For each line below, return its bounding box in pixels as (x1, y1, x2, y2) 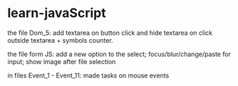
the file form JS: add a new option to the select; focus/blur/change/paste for (7, 50, 232, 58)
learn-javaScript (7, 5, 106, 21)
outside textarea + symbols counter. (7, 36, 113, 44)
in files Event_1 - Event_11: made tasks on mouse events (7, 71, 170, 80)
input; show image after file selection (7, 57, 116, 65)
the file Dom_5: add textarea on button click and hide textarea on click (7, 28, 212, 37)
